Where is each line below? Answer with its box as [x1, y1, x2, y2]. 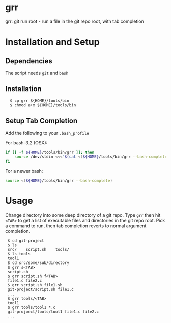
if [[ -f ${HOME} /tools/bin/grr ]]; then [5, 150, 95, 155]
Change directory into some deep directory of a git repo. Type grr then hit [5, 212, 161, 218]
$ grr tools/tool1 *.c [7, 305, 56, 310]
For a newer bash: [5, 168, 43, 174]
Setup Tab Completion [5, 116, 78, 125]
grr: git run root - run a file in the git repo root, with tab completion [5, 18, 144, 24]
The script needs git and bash [5, 70, 69, 76]
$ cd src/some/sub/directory [7, 260, 70, 266]
